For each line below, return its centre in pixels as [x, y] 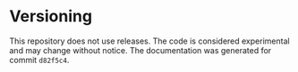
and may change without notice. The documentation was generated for [140, 50]
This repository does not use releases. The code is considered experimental [149, 41]
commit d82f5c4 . [39, 60]
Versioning [51, 16]
